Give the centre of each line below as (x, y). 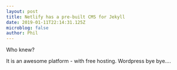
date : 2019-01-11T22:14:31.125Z (46, 22)
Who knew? (20, 50)
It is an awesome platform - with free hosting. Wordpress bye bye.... (88, 61)
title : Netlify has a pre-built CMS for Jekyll (66, 17)
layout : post (22, 11)
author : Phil (22, 33)
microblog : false (27, 28)
